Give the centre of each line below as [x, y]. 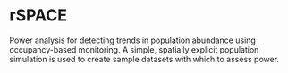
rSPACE [38, 16]
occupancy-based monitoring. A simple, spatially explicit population [134, 49]
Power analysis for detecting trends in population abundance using [133, 40]
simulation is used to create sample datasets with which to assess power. [144, 59]
